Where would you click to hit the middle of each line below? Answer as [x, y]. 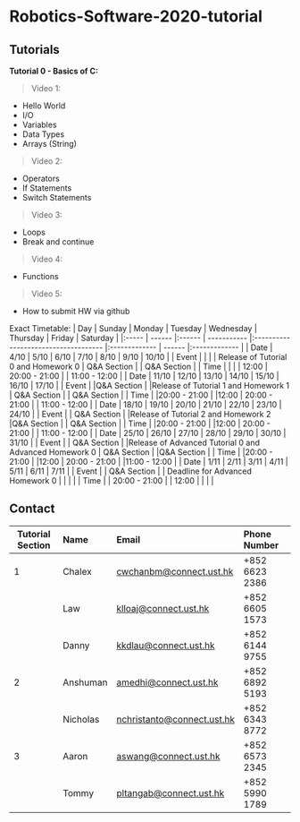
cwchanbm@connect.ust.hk [175, 571]
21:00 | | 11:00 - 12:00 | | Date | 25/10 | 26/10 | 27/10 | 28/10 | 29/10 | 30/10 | [148, 433]
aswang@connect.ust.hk [168, 756]
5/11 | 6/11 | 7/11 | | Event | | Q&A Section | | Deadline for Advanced [131, 471]
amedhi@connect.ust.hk [167, 682]
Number [261, 545]
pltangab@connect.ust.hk [170, 792]
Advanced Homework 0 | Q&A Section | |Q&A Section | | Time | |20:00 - [141, 452]
